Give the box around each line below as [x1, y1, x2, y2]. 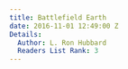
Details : [9, 30, 42, 39]
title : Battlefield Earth [9, 13, 106, 22]
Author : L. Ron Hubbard [17, 38, 106, 47]
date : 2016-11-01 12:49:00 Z [9, 22, 119, 30]
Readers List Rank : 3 [17, 47, 99, 56]
